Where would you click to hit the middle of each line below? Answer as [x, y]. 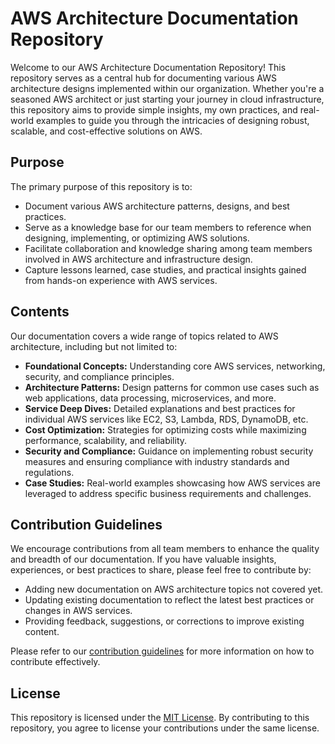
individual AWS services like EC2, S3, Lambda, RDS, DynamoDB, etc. [166, 419]
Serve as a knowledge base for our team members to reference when [168, 227]
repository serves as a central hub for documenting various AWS [143, 78]
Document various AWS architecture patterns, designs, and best [157, 206]
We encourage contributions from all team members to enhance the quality [165, 549]
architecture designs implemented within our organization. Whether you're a [167, 88]
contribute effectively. [55, 662]
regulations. [49, 472]
